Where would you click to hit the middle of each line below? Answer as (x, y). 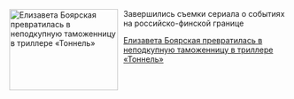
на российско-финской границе (184, 23)
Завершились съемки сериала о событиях (204, 14)
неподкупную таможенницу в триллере (198, 49)
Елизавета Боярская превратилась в (193, 40)
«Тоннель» (143, 59)
